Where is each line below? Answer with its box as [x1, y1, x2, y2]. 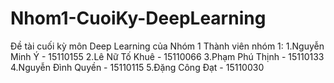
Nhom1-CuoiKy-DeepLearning [10, 7, 267, 30]
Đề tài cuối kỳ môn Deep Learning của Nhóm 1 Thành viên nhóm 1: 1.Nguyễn [10, 40, 325, 52]
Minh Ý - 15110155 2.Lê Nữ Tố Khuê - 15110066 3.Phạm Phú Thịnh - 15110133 [10, 50, 325, 62]
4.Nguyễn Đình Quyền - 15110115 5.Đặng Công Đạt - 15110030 [10, 61, 265, 73]
